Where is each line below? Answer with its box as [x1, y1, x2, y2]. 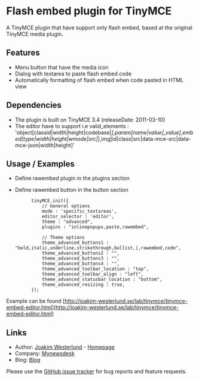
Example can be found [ [6, 298, 65, 305]
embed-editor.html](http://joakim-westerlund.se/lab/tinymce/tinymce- [6, 304, 179, 311]
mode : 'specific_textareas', [41, 208, 117, 214]
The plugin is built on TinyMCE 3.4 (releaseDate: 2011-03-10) [14, 116, 166, 123]
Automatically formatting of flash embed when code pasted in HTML [14, 76, 184, 83]
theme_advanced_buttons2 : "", [41, 250, 120, 256]
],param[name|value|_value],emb [111, 129, 194, 136]
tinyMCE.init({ [30, 198, 69, 204]
